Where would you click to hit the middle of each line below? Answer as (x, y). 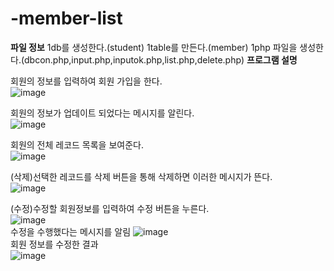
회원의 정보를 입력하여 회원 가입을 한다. (86, 81)
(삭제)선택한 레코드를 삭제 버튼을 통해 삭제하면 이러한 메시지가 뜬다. (141, 176)
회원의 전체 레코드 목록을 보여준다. (77, 144)
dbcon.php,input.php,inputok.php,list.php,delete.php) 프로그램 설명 (161, 59)
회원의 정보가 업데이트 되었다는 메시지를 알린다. (102, 113)
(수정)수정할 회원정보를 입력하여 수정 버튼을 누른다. (110, 208)
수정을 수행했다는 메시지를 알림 (71, 231)
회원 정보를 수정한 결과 (54, 244)
